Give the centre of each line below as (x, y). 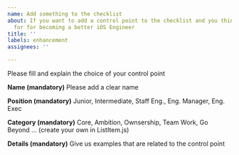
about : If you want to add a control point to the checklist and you (113, 21)
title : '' (22, 34)
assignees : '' (28, 47)
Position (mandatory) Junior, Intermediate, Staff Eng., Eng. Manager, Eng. (116, 101)
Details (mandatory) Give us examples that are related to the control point (116, 144)
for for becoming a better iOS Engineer (74, 27)
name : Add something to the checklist (65, 14)
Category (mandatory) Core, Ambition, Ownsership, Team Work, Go (108, 122)
